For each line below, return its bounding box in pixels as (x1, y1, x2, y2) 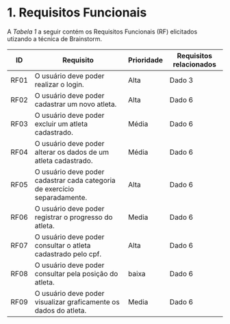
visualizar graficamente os (34, 297, 120, 306)
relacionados (172, 60, 217, 69)
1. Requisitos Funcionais (7, 5, 147, 21)
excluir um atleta (34, 119, 88, 128)
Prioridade (127, 55, 163, 64)
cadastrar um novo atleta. (34, 99, 117, 109)
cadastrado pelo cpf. (34, 249, 101, 258)
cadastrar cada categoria (34, 175, 116, 185)
